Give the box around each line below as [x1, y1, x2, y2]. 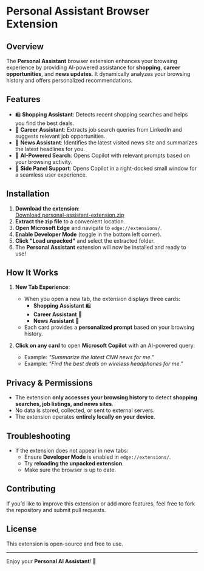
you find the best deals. [15, 120, 75, 127]
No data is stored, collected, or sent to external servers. [15, 407, 155, 414]
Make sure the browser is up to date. [24, 466, 117, 474]
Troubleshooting [6, 431, 71, 441]
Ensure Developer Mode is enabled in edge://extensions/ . [24, 453, 171, 461]
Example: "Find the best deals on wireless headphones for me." [24, 360, 183, 368]
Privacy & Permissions [6, 377, 93, 388]
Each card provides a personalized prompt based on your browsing [24, 323, 195, 331]
